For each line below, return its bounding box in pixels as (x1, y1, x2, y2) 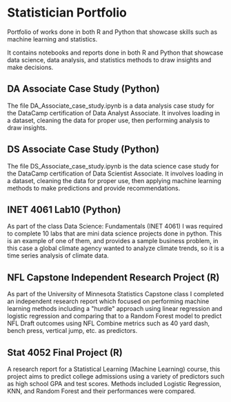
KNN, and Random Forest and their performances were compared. (7, 387, 197, 395)
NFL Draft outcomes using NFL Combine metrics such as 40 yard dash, (7, 319, 210, 327)
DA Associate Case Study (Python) (7, 83, 160, 95)
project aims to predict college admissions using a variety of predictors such (7, 372, 225, 381)
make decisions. (7, 63, 54, 71)
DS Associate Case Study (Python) (7, 144, 160, 155)
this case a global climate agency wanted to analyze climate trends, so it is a (7, 244, 225, 253)
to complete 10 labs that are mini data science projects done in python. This (7, 229, 222, 238)
